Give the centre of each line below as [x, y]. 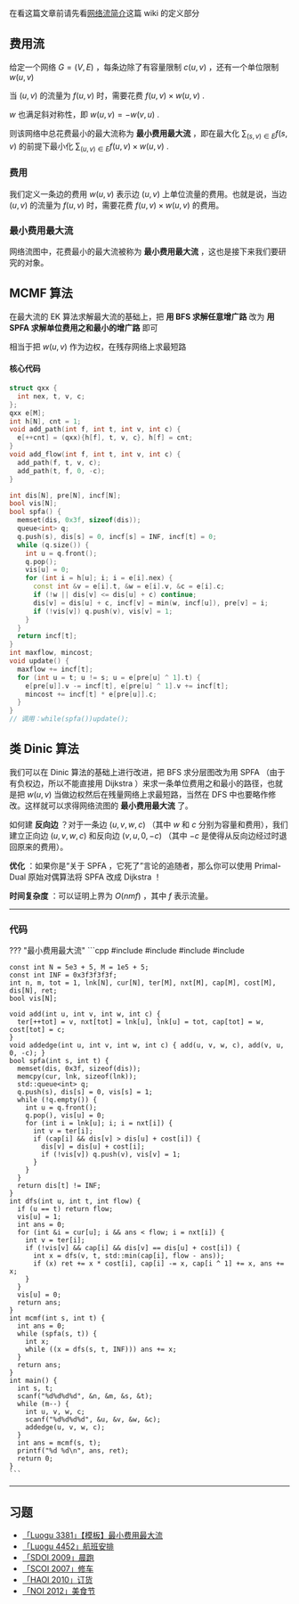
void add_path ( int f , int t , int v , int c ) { [95, 430]
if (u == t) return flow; [65, 1209]
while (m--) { [43, 1404]
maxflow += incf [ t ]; [55, 669]
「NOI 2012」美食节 [59, 1591]
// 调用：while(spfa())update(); [69, 719]
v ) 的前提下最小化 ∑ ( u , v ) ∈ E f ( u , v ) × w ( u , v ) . [89, 147]
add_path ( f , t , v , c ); [59, 462]
